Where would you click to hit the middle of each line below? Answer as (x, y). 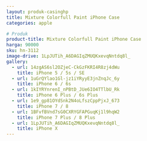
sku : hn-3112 (23, 51)
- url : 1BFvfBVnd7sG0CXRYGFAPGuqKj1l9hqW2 (66, 112)
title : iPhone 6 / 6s (44, 84)
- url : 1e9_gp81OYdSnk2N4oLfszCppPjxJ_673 (66, 101)
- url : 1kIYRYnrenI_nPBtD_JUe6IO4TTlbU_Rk (66, 90)
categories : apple (29, 23)
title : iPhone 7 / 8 (43, 106)
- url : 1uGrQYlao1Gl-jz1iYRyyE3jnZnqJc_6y (66, 79)
